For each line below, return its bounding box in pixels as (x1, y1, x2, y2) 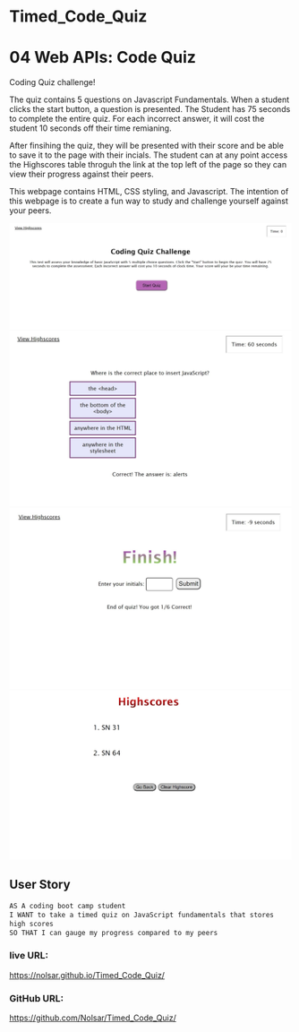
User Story (9, 876, 71, 892)
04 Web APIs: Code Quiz (9, 47, 197, 68)
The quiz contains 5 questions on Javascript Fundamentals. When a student (9, 94, 290, 105)
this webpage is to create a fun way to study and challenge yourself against (9, 195, 289, 207)
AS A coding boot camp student (9, 902, 126, 911)
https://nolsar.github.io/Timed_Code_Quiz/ (9, 969, 166, 980)
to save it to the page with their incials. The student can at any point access (9, 150, 288, 160)
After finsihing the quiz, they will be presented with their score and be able (9, 141, 285, 151)
